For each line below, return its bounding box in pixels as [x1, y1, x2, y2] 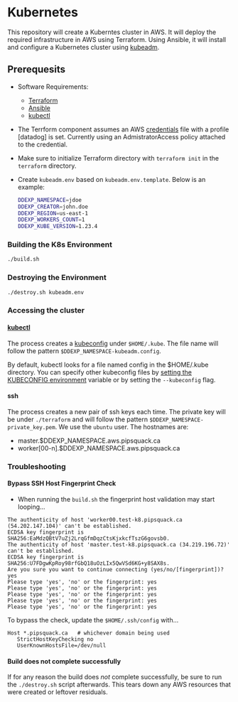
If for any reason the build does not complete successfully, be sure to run [7, 673, 222, 681]
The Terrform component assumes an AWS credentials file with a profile [17, 125, 229, 134]
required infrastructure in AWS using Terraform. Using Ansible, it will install [7, 35, 226, 43]
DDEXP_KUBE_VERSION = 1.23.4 [17, 223, 98, 230]
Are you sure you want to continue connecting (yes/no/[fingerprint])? [7, 566, 224, 573]
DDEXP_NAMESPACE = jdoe [17, 196, 82, 203]
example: [17, 183, 45, 191]
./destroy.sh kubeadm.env [7, 288, 84, 296]
